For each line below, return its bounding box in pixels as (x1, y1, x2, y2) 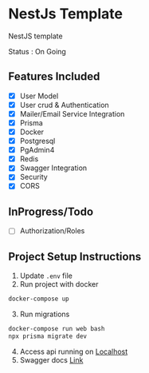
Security (19, 173, 48, 182)
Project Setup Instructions (8, 249, 142, 264)
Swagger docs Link (19, 355, 84, 364)
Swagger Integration (19, 163, 88, 173)
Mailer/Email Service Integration (19, 109, 125, 118)
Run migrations (19, 309, 70, 319)
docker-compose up (8, 295, 69, 304)
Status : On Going (8, 46, 66, 56)
